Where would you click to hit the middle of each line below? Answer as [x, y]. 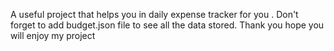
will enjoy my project [53, 35]
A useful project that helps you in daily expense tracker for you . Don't [154, 14]
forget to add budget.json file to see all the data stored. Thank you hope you [167, 25]
